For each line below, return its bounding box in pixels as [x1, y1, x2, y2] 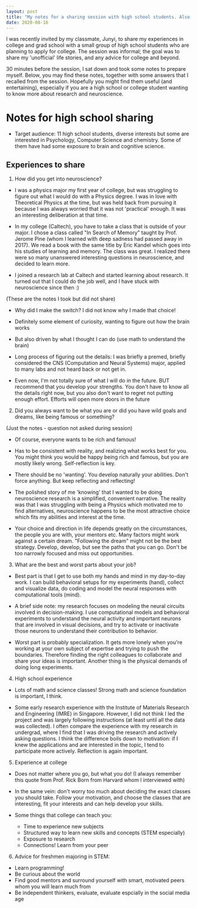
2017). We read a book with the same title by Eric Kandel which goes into [14, 241, 191, 249]
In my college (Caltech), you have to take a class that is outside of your [14, 223, 186, 230]
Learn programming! [14, 865, 64, 872]
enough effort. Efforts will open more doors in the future [14, 396, 150, 403]
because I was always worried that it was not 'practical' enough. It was [14, 206, 186, 213]
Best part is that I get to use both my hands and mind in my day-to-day [14, 572, 186, 580]
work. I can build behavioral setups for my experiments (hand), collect [14, 579, 184, 586]
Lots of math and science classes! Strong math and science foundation [14, 687, 186, 694]
